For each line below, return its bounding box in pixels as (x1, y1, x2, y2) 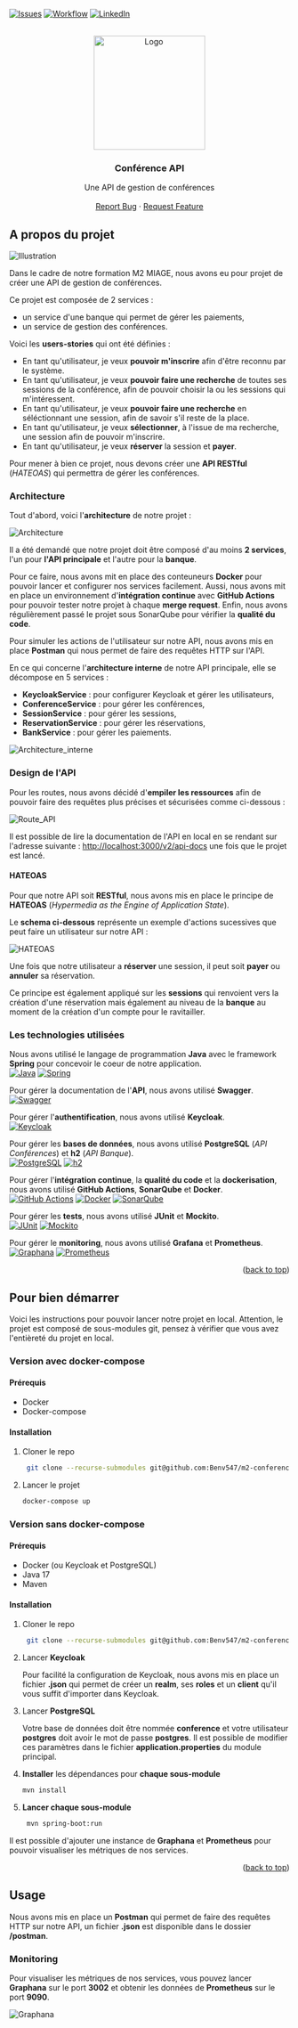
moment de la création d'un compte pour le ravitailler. (9, 1006, 205, 1017)
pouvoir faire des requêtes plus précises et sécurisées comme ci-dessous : (9, 796, 286, 807)
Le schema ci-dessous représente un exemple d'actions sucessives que (9, 916, 278, 927)
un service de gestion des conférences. (21, 322, 168, 332)
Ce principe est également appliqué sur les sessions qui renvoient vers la (9, 987, 279, 998)
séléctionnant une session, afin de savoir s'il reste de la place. (21, 412, 250, 423)
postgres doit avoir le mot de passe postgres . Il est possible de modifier (21, 1732, 288, 1743)
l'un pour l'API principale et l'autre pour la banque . (9, 554, 197, 565)
